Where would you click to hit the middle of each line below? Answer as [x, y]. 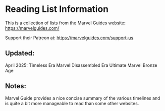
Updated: [20, 53]
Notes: [16, 86]
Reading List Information [57, 9]
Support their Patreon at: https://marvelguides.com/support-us [69, 38]
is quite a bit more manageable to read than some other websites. [72, 103]
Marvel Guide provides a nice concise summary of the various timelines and [82, 98]
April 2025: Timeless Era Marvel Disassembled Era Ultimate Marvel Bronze [81, 65]
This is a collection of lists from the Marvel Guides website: [65, 23]
